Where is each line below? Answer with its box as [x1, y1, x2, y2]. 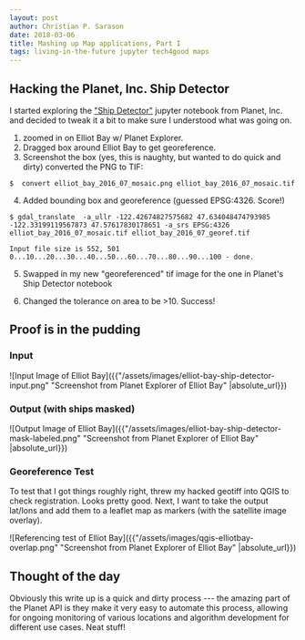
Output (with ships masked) [9, 402, 136, 415]
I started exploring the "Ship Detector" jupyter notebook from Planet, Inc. [9, 105, 283, 116]
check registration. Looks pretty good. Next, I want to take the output [9, 495, 269, 506]
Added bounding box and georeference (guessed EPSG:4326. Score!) [22, 195, 285, 206]
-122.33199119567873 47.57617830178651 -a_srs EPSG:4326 [9, 220, 230, 229]
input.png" [9, 380, 50, 391]
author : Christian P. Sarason [9, 22, 125, 31]
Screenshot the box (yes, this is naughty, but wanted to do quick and [22, 151, 281, 162]
